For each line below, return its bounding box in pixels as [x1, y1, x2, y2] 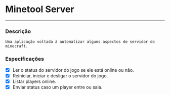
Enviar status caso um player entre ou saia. [12, 84, 103, 90]
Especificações [5, 56, 45, 63]
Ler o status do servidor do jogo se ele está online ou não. [12, 67, 134, 73]
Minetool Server [5, 4, 74, 15]
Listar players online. [12, 78, 57, 84]
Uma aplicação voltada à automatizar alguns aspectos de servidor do [5, 39, 155, 44]
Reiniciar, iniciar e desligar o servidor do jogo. [12, 72, 108, 79]
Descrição [5, 28, 31, 35]
